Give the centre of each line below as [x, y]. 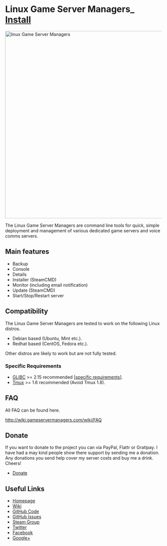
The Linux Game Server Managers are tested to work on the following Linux [83, 323]
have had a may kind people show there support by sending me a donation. [83, 453]
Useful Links [25, 489]
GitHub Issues [27, 517]
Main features [27, 252]
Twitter [20, 528]
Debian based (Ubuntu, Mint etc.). [47, 338]
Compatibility [27, 311]
